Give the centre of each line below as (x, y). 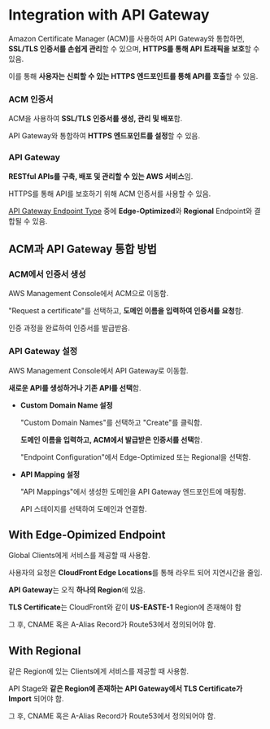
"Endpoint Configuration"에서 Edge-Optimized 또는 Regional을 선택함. (135, 456)
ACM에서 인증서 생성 (47, 274)
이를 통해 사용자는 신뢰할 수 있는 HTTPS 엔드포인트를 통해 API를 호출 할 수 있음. (133, 76)
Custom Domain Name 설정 (66, 405)
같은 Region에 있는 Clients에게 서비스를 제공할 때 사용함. (99, 671)
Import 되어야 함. (36, 699)
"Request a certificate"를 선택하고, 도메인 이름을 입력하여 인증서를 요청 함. (126, 311)
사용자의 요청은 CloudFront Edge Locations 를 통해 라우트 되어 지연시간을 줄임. (135, 573)
